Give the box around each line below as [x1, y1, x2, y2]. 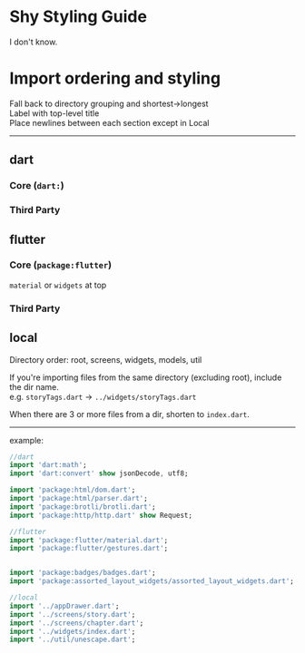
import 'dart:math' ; [9, 461, 88, 470]
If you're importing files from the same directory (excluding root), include [9, 372, 282, 383]
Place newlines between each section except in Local [9, 117, 210, 128]
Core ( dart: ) [9, 180, 65, 192]
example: [9, 434, 44, 445]
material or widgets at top [9, 279, 107, 290]
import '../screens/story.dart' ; [9, 609, 136, 619]
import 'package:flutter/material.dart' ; [9, 535, 169, 545]
